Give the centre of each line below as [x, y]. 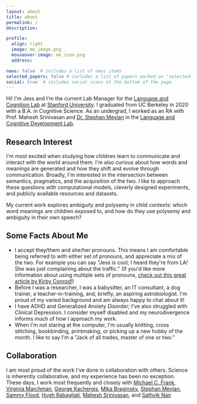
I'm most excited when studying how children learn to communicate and [93, 156]
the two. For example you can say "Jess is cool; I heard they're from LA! [101, 262]
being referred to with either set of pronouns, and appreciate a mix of [98, 256]
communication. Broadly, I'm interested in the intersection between [87, 175]
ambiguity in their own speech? [44, 217]
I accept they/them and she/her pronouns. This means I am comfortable [101, 250]
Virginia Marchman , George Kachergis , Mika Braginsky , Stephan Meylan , [94, 389]
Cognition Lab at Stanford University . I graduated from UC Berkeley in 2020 [97, 105]
